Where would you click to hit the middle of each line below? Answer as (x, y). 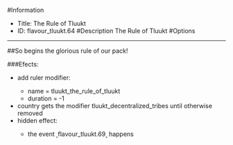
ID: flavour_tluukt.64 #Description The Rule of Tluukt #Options (106, 31)
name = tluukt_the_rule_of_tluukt (74, 91)
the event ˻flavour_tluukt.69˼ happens (80, 134)
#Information (26, 10)
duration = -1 (46, 99)
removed (30, 113)
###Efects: (23, 64)
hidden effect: (37, 120)
